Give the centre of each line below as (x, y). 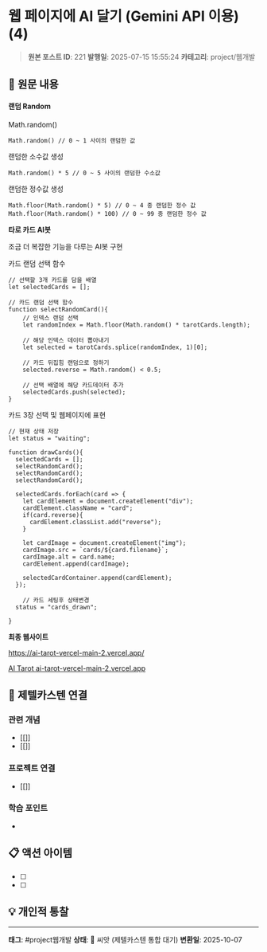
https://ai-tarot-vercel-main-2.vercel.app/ (76, 652)
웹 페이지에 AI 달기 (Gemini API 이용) (124, 16)
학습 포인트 (28, 808)
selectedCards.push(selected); (74, 392)
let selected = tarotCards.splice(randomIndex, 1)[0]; (115, 347)
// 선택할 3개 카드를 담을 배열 (52, 280)
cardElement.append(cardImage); (76, 564)
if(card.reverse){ (53, 515)
